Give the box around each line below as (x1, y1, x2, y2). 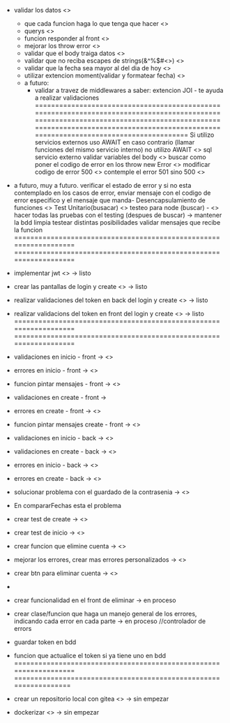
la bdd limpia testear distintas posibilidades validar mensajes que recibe (13, 218, 221, 226)
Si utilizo (190, 131, 215, 139)
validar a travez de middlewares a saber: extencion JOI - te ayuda (34, 87, 224, 94)
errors (13, 625, 32, 632)
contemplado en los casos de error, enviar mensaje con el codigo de (13, 188, 211, 197)
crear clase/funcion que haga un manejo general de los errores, (13, 610, 197, 618)
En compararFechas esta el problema (13, 502, 122, 509)
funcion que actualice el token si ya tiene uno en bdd (13, 652, 166, 659)
